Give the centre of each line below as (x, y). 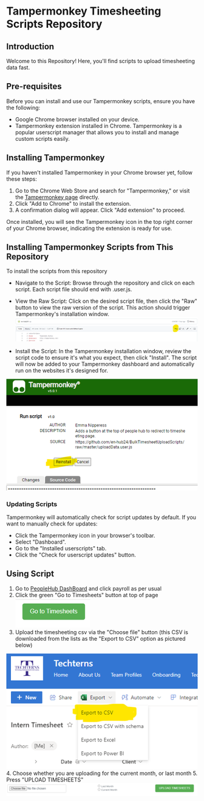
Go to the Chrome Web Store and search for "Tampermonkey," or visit (102, 191)
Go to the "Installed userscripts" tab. (61, 549)
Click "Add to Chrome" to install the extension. (73, 203)
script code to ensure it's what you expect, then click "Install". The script (106, 357)
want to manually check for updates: (52, 524)
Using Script (30, 574)
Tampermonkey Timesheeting (84, 11)
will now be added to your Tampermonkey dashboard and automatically (105, 364)
